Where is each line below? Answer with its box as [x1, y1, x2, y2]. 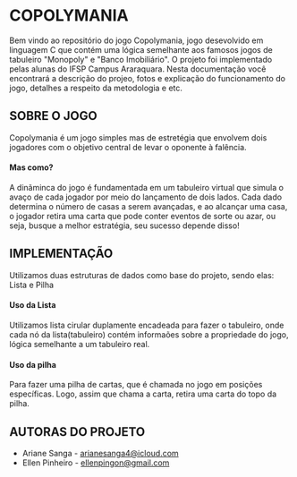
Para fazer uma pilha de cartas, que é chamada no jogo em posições [9, 379, 263, 390]
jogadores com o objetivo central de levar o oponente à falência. [9, 141, 248, 152]
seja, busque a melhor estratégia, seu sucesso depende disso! [9, 220, 240, 231]
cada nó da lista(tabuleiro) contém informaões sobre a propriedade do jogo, [9, 328, 289, 340]
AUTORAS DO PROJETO [9, 424, 146, 439]
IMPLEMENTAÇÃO [9, 246, 114, 261]
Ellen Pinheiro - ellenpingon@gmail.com [21, 457, 170, 468]
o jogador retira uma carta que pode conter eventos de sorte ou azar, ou [9, 210, 276, 221]
